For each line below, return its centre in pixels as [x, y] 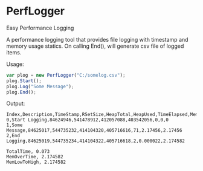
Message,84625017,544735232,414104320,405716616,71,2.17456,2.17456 [94, 131]
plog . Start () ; [24, 81]
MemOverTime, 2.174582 [35, 157]
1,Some [14, 125]
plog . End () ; [21, 92]
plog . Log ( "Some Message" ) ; [40, 86]
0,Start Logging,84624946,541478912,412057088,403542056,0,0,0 [88, 120]
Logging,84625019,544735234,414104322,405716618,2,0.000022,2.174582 [96, 141]
